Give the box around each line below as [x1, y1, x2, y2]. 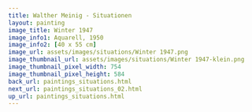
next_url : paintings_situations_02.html [8, 84, 143, 93]
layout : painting [8, 19, 65, 27]
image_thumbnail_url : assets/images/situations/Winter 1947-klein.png [8, 56, 245, 64]
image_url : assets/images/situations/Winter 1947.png [8, 48, 189, 56]
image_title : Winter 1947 [8, 26, 93, 34]
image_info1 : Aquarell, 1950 [8, 33, 104, 42]
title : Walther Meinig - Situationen [8, 11, 132, 20]
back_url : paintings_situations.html [8, 77, 132, 85]
